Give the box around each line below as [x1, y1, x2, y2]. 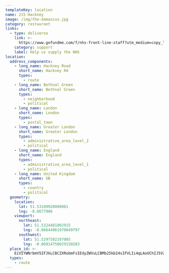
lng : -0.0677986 [18, 209, 53, 214]
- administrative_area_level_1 [23, 162, 89, 167]
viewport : [14, 214, 35, 219]
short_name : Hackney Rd [18, 69, 69, 74]
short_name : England [18, 153, 62, 158]
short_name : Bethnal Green [18, 87, 75, 92]
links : [5, 26, 19, 31]
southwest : [18, 232, 42, 237]
